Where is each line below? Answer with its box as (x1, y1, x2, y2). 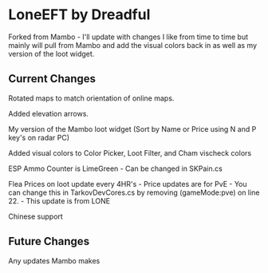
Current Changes (8, 72, 97, 85)
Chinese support (8, 212, 64, 221)
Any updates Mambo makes (8, 255, 100, 265)
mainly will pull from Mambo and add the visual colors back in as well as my (8, 40, 258, 49)
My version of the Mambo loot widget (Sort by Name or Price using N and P (8, 124, 257, 133)
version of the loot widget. (8, 49, 95, 58)
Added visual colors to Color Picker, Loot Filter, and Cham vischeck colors (8, 148, 252, 157)
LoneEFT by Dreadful (8, 6, 151, 24)
